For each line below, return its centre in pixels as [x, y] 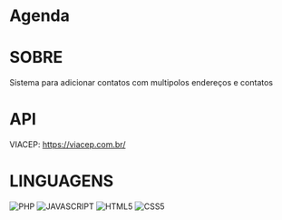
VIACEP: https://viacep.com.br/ [68, 145]
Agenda [39, 16]
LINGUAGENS [62, 181]
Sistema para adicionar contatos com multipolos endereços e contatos [141, 83]
